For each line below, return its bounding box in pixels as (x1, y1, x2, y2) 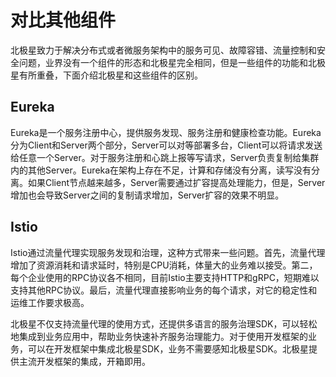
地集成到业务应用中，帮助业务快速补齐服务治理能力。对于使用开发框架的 (10, 330, 308, 342)
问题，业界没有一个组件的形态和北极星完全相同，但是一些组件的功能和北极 (18, 56, 326, 68)
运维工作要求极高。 (10, 296, 90, 308)
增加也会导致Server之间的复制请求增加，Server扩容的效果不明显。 (10, 189, 285, 201)
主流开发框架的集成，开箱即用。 (18, 355, 151, 367)
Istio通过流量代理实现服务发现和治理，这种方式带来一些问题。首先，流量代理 (10, 246, 326, 258)
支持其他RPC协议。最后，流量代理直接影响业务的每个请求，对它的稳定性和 (10, 284, 318, 296)
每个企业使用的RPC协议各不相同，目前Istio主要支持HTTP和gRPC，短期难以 (10, 271, 320, 283)
